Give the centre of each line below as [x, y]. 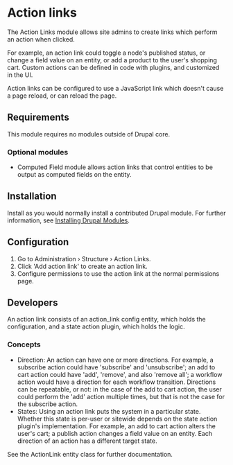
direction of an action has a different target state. [87, 441]
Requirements [38, 117]
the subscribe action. [48, 404]
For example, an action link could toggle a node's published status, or [106, 53]
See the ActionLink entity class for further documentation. [90, 454]
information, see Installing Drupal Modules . [69, 220]
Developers [33, 303]
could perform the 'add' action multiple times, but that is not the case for [121, 396]
